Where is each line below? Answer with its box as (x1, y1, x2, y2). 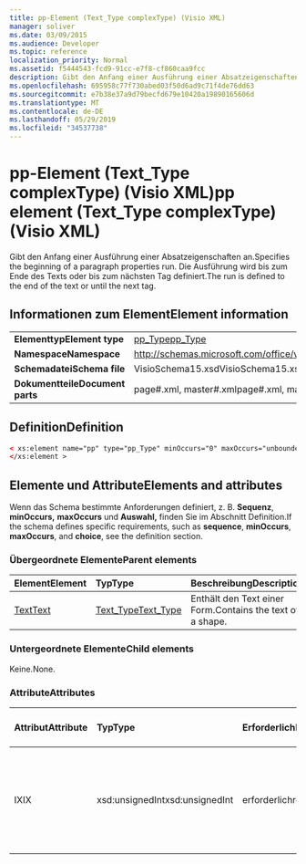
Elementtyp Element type (14, 332, 125, 345)
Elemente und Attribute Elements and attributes (9, 477, 283, 493)
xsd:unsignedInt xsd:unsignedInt (97, 794, 234, 807)
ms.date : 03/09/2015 (9, 30, 88, 39)
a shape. (190, 615, 228, 628)
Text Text (14, 604, 52, 617)
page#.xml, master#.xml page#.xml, (133, 382, 285, 395)
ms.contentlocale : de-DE (9, 107, 104, 116)
